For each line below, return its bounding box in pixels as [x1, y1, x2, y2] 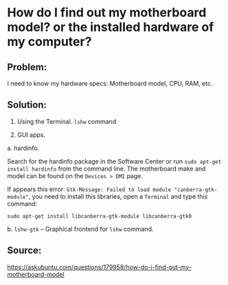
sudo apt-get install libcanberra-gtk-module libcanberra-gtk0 [7, 212, 192, 220]
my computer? [7, 34, 92, 49]
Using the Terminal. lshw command [16, 117, 117, 125]
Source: [7, 245, 42, 256]
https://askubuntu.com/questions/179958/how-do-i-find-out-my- [7, 262, 192, 271]
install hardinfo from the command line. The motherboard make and [7, 164, 206, 173]
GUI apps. [16, 130, 46, 138]
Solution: [7, 99, 47, 111]
